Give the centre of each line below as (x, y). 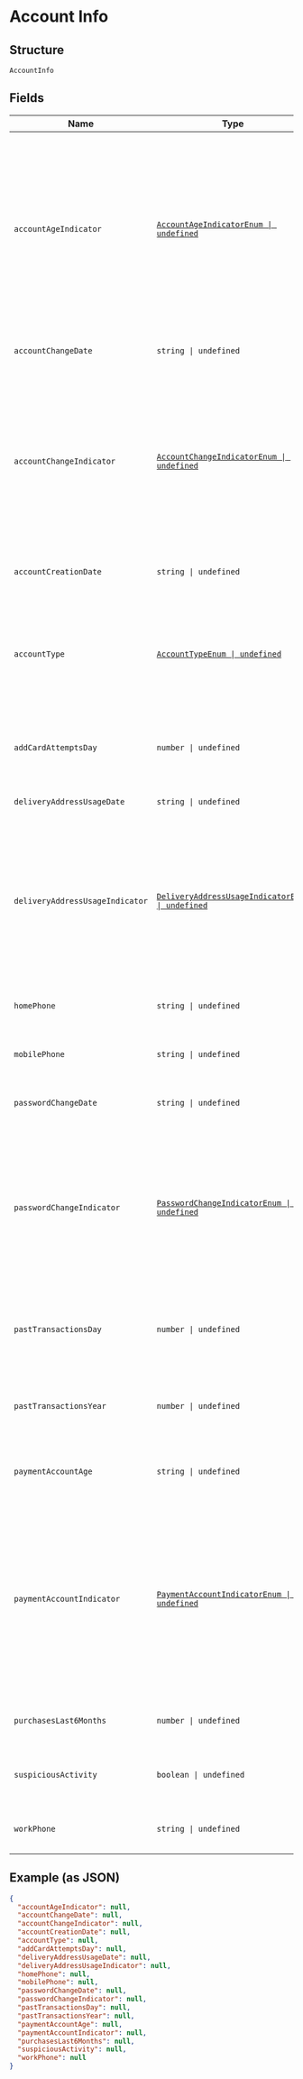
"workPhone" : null (52, 2058)
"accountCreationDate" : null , (74, 1932)
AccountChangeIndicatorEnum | (221, 456)
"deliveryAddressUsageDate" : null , (84, 1957)
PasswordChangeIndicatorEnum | (224, 1203)
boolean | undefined (201, 1775)
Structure (37, 50)
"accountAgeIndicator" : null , (74, 1907)
